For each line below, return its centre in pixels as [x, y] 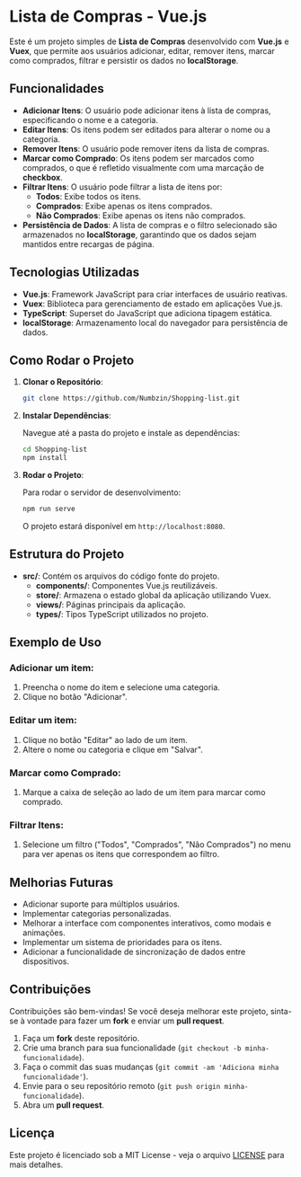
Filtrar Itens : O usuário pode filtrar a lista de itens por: [122, 187]
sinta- [281, 1011]
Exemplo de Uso [55, 643]
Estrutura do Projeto [67, 554]
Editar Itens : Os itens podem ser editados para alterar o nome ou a [146, 129]
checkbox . [42, 177]
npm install [44, 458]
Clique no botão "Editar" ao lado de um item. [105, 739]
